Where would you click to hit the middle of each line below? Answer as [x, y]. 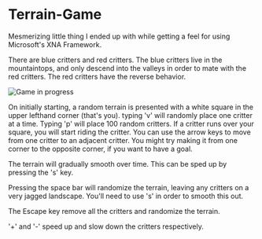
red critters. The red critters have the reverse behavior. [97, 76]
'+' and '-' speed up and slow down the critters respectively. [106, 226]
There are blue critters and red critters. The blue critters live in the [115, 60]
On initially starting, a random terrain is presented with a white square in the [131, 107]
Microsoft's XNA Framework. [55, 44]
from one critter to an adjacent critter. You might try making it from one [123, 140]
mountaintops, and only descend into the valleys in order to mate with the [127, 68]
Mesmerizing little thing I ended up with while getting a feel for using [119, 36]
